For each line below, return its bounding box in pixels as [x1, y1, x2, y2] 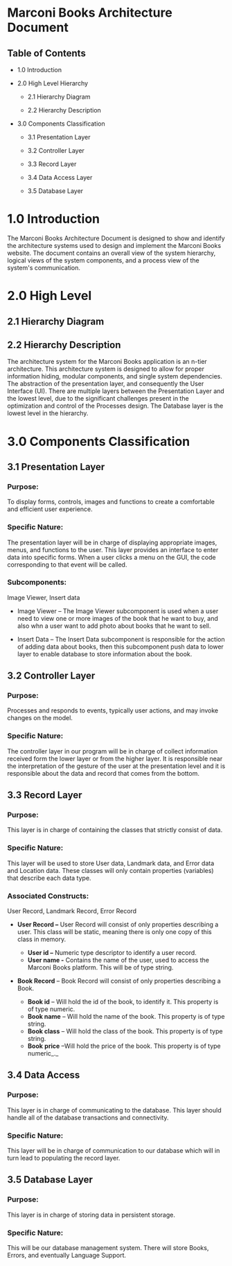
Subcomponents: [7, 578, 67, 588]
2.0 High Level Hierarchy [17, 79, 89, 88]
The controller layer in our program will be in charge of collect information [7, 747, 218, 755]
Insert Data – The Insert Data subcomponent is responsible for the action [17, 635, 225, 643]
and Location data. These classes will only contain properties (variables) [7, 866, 214, 874]
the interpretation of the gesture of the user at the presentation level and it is [7, 762, 226, 770]
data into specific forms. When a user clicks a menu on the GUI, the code [7, 553, 216, 561]
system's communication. [7, 263, 81, 272]
